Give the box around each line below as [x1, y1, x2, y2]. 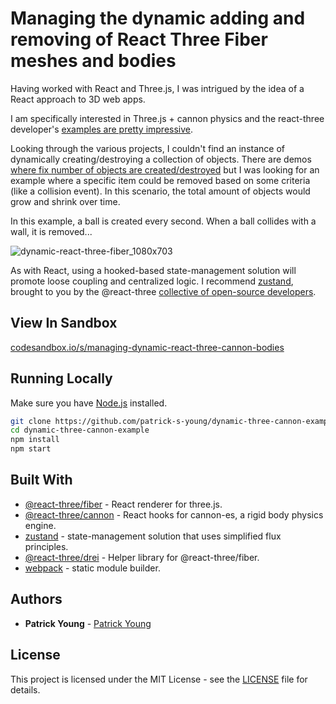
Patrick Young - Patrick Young [24, 617, 152, 629]
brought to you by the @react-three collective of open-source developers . [10, 285, 317, 297]
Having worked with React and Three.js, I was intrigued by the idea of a [10, 82, 305, 94]
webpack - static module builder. [24, 562, 161, 574]
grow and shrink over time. [10, 195, 121, 207]
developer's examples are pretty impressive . [10, 123, 194, 135]
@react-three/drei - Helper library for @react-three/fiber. [24, 551, 260, 563]
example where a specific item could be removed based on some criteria [10, 174, 311, 186]
